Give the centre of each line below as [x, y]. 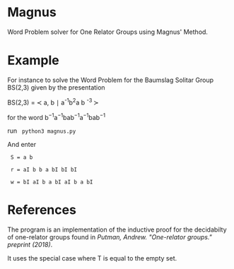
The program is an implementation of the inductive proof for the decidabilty [117, 229]
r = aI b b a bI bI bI [44, 170]
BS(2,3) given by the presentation [56, 87]
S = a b [22, 157]
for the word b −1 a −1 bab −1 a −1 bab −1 [57, 116]
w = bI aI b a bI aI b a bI [52, 182]
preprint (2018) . [30, 245]
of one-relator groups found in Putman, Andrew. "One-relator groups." [110, 237]
